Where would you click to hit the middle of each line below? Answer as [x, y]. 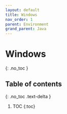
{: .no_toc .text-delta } [28, 96]
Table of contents [33, 84]
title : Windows [21, 15]
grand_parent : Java [26, 29]
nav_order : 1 [19, 19]
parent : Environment [27, 24]
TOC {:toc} [24, 106]
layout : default [22, 10]
